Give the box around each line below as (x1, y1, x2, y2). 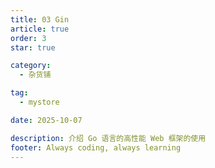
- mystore (19, 97, 60, 107)
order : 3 (10, 33, 47, 43)
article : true (10, 24, 70, 34)
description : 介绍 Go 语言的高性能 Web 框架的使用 (10, 133, 207, 143)
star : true (10, 42, 56, 53)
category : (10, 61, 52, 71)
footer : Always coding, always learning (10, 142, 182, 153)
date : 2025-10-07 (10, 115, 83, 125)
